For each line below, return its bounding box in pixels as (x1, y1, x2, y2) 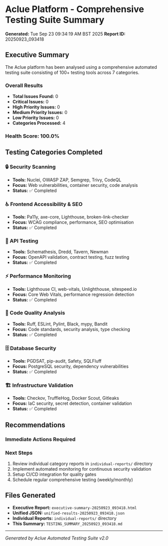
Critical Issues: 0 (12, 99, 49, 105)
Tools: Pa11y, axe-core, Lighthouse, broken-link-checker (12, 213, 129, 220)
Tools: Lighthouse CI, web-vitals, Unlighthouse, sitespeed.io (12, 286, 137, 292)
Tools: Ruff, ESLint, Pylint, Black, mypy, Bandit (12, 320, 108, 327)
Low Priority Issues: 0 (12, 115, 59, 121)
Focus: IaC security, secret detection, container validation (12, 400, 132, 406)
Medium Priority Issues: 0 (12, 110, 67, 116)
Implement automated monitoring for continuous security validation (12, 466, 151, 472)
